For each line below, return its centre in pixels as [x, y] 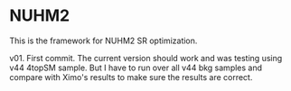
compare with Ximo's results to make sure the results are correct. [131, 77]
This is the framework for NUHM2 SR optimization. [103, 41]
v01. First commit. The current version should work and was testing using [146, 58]
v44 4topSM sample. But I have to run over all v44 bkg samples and [136, 68]
